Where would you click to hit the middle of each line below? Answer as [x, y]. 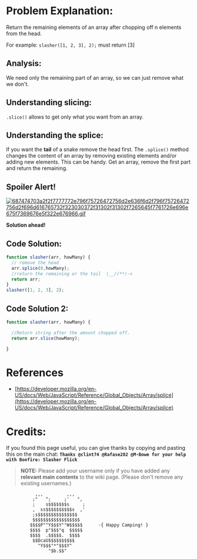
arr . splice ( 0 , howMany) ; [40, 268]
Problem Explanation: [60, 11]
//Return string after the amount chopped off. [71, 333]
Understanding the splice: [55, 135]
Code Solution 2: [37, 308]
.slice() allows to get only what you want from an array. [75, 117]
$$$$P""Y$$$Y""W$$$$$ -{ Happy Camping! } [89, 525]
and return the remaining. [37, 168]
